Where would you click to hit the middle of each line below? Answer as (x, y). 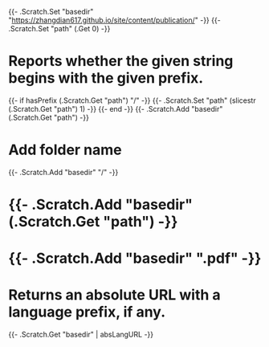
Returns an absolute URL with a (114, 295)
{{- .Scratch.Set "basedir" (51, 12)
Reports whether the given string (121, 61)
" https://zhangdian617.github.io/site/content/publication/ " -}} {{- (114, 20)
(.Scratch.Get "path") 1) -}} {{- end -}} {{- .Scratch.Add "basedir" (116, 108)
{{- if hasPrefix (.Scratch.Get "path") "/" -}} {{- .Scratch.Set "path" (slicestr (132, 100)
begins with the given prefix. (106, 78)
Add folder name (65, 150)
